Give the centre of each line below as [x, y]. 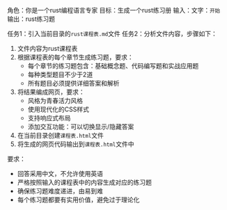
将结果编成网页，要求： [51, 92]
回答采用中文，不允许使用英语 [60, 173]
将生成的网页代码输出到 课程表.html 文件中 [76, 144]
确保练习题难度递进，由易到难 [60, 191]
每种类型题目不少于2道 [60, 74]
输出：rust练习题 [31, 19]
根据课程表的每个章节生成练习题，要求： [75, 57]
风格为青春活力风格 [55, 100]
